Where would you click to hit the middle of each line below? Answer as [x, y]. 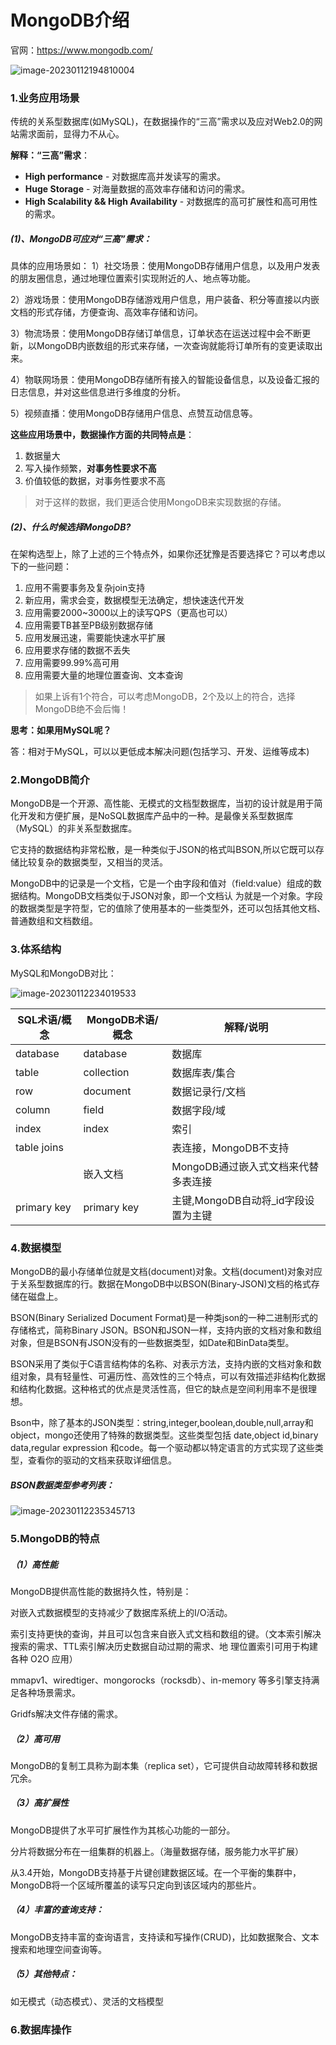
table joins [39, 1147]
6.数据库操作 [41, 2029]
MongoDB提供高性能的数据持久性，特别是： [101, 1591]
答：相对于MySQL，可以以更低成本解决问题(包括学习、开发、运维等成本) [160, 752]
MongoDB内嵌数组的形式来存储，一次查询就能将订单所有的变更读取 [175, 346]
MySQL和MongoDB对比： [63, 973]
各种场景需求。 [49, 1692]
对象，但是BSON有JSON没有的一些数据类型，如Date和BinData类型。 [152, 1343]
